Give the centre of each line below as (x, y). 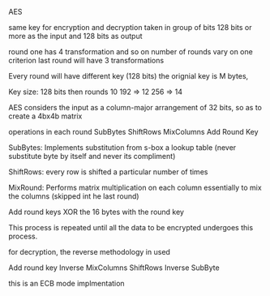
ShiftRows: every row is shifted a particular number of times (108, 172)
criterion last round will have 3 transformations (86, 60)
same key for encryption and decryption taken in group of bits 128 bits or (130, 27)
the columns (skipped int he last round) (74, 196)
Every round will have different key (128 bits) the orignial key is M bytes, (129, 76)
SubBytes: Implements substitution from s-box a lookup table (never (122, 148)
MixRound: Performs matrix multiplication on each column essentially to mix (135, 187)
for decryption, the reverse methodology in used (89, 252)
